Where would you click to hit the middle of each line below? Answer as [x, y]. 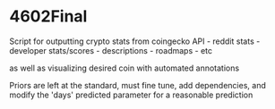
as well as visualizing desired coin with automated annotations [125, 68]
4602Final [48, 17]
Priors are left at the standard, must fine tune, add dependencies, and [137, 85]
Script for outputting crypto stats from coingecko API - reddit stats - [135, 41]
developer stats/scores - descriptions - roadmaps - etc [111, 50]
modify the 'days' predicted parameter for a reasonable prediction [131, 95]
